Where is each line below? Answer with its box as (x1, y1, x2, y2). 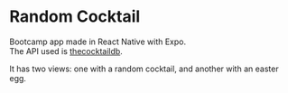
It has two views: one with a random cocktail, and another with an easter (9, 63, 279, 74)
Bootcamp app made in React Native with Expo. (9, 36, 187, 47)
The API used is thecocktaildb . (9, 45, 124, 56)
